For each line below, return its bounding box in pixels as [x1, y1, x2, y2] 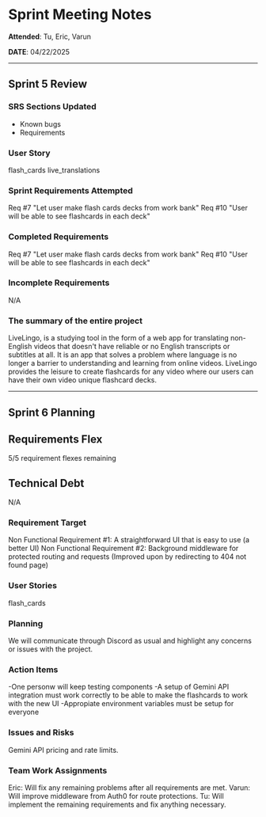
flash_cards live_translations [8, 165, 101, 175]
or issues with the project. [8, 644, 93, 654]
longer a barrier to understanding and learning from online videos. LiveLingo [8, 359, 257, 368]
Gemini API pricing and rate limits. [8, 745, 119, 754]
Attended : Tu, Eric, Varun [8, 32, 92, 41]
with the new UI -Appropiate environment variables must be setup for [8, 699, 234, 709]
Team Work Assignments [8, 765, 108, 776]
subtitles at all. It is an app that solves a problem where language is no [8, 350, 237, 359]
